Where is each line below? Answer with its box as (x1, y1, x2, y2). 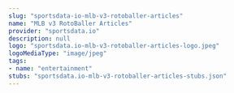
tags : (8, 57, 27, 66)
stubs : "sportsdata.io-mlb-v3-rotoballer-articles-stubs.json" (8, 72, 227, 80)
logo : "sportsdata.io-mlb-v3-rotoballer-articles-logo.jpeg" (8, 42, 220, 50)
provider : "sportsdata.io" (8, 27, 100, 35)
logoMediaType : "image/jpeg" (8, 49, 107, 57)
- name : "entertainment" (8, 65, 93, 73)
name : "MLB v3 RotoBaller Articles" (8, 19, 132, 27)
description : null (8, 34, 71, 43)
